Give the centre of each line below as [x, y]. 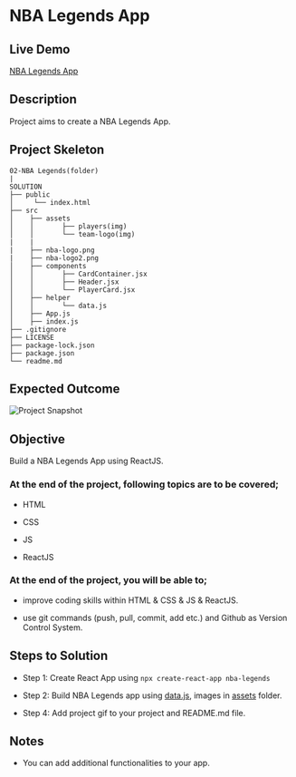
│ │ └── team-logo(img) [72, 234]
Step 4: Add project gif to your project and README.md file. [134, 713]
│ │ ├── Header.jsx [64, 282]
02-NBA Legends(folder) [54, 170]
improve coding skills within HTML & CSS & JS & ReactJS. [130, 600]
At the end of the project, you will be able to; [109, 580]
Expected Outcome [65, 389]
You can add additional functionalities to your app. [116, 763]
